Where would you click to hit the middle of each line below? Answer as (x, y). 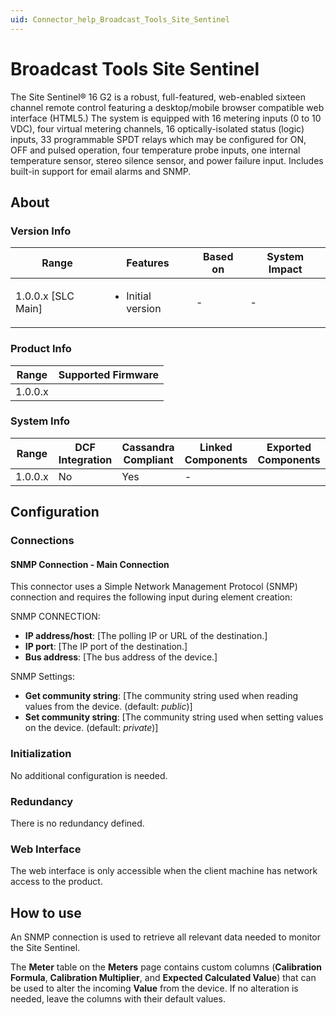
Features (148, 263)
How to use (46, 912)
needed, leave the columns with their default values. (118, 999)
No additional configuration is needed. (89, 775)
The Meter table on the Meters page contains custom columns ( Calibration (166, 967)
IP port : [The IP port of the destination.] (106, 647)
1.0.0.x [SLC (45, 296)
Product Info (41, 349)
